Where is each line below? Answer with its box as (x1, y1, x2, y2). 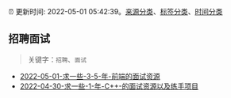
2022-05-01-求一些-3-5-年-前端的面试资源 (19, 71, 160, 81)
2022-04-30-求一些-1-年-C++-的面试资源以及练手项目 (19, 81, 198, 91)
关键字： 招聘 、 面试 (27, 55, 87, 64)
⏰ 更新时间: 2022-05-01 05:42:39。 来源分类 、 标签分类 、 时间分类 (8, 7, 223, 16)
